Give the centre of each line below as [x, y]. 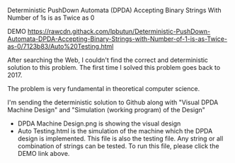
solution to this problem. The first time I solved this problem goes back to [114, 67]
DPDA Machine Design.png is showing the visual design [99, 123]
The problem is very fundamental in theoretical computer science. [104, 89]
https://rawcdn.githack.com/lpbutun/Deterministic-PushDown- [119, 31]
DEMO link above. [44, 153]
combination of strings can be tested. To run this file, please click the [118, 146]
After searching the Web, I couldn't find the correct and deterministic [108, 60]
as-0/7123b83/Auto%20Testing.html [61, 46]
